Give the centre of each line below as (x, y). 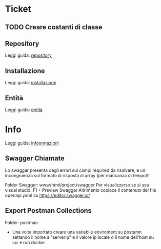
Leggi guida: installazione (31, 83)
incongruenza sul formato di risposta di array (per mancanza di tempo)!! (77, 175)
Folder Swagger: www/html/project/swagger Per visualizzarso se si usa (77, 185)
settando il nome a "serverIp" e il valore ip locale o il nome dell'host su (83, 237)
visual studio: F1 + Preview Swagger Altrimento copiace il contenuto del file (80, 190)
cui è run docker (29, 242)
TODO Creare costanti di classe (54, 27)
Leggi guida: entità (24, 110)
